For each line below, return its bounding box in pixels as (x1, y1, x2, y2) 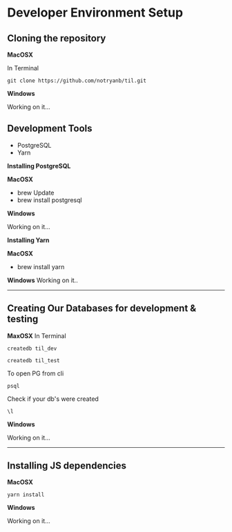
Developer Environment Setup (7, 5, 184, 21)
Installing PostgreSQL (7, 161, 71, 170)
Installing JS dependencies (7, 460, 126, 472)
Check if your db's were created (7, 395, 99, 403)
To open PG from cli (7, 369, 64, 377)
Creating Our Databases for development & (7, 302, 197, 315)
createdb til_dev (7, 345, 57, 352)
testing (7, 313, 39, 325)
